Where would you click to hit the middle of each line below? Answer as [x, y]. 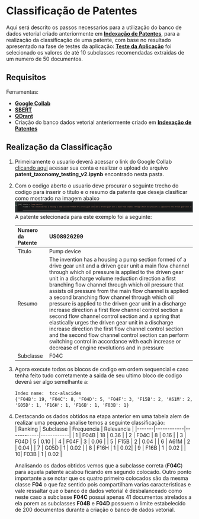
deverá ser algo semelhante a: [52, 381]
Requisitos [26, 77]
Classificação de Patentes [72, 11]
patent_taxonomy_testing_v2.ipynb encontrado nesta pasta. [89, 174]
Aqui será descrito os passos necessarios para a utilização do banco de [94, 27]
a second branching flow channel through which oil [112, 297]
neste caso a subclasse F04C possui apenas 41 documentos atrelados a [103, 497]
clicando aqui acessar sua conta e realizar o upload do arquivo [91, 168]
